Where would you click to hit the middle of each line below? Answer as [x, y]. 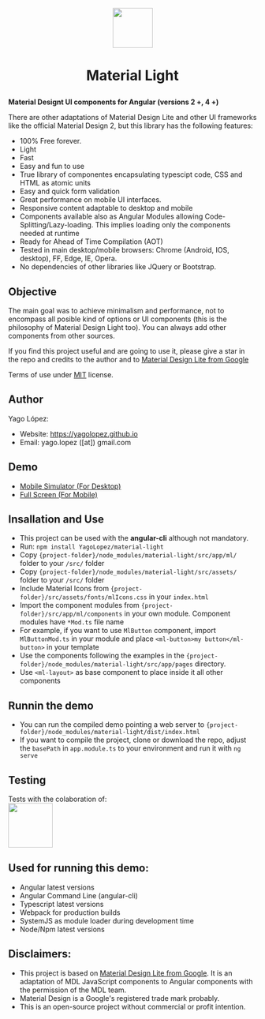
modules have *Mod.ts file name [72, 622]
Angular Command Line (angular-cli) [78, 895]
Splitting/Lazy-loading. [56, 225]
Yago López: [28, 418]
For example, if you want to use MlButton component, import [118, 631]
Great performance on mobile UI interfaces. [90, 200]
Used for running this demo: [78, 868]
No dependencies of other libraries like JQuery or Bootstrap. [118, 267]
